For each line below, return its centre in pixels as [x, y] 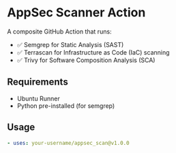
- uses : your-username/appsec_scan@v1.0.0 [68, 143]
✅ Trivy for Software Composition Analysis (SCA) [86, 60]
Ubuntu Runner [38, 98]
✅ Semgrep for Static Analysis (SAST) [70, 44]
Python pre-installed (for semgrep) [66, 106]
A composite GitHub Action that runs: [59, 31]
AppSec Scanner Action [76, 13]
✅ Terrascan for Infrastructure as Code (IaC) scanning [93, 52]
